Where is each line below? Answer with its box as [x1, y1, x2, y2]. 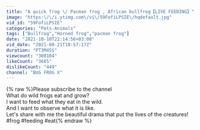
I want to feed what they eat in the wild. [6, 99, 103, 106]
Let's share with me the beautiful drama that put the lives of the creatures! [6, 111, 189, 118]
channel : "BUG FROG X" [6, 69, 63, 75]
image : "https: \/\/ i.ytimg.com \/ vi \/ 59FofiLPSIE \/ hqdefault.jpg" [6, 14, 172, 20]
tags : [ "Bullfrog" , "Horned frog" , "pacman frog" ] [6, 31, 130, 37]
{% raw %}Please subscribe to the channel [6, 85, 112, 93]
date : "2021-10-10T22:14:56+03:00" [6, 36, 95, 42]
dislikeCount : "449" [6, 64, 58, 70]
